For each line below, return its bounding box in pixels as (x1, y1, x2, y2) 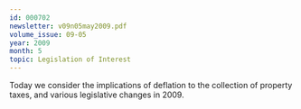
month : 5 (9, 47, 42, 56)
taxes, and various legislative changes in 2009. (9, 89, 184, 100)
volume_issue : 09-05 (9, 30, 88, 39)
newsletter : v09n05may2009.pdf (9, 22, 127, 31)
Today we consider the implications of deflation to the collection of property (9, 80, 293, 90)
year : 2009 (9, 38, 51, 48)
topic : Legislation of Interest (9, 55, 131, 64)
